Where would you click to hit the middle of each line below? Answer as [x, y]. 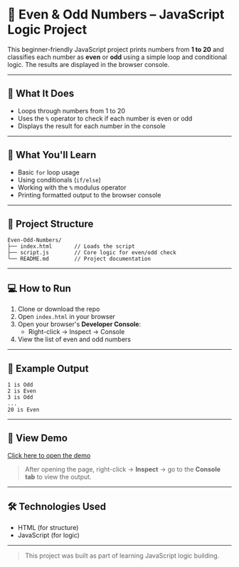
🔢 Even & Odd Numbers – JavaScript [116, 15]
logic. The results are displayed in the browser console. [89, 64]
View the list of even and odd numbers [74, 339]
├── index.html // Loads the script [71, 246]
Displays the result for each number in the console [91, 126]
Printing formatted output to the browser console [89, 194]
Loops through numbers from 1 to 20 [71, 110]
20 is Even [23, 410]
